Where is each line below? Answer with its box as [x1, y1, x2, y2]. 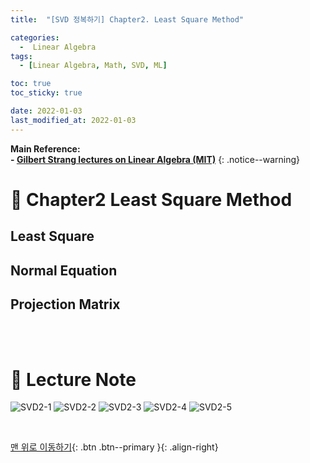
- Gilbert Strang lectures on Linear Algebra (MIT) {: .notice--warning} [10, 153, 301, 165]
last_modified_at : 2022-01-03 [10, 115, 137, 125]
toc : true [10, 79, 52, 89]
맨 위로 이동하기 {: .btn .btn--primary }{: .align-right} [10, 441, 219, 453]
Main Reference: [10, 142, 81, 155]
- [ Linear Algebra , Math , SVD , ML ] [19, 61, 168, 71]
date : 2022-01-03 [10, 106, 83, 116]
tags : [10, 51, 33, 61]
